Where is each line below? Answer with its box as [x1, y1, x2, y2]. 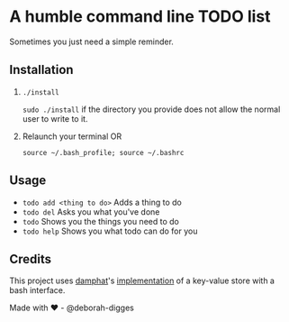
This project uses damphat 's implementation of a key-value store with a [9, 275, 275, 286]
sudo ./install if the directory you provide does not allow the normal [22, 104, 281, 115]
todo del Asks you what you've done [22, 206, 160, 217]
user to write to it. [22, 113, 88, 124]
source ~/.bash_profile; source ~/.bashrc [22, 148, 185, 157]
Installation [9, 62, 74, 78]
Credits [9, 251, 52, 267]
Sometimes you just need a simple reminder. [9, 36, 174, 47]
